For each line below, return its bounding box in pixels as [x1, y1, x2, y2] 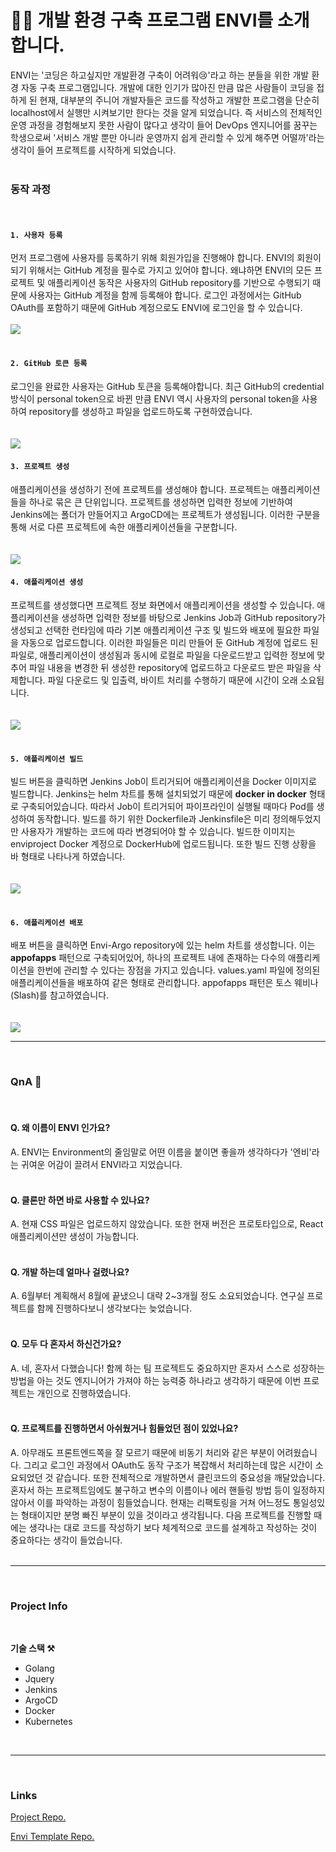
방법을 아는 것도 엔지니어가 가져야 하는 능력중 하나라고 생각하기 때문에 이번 [10, 1374, 302, 1386]
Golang [24, 1662, 55, 1675]
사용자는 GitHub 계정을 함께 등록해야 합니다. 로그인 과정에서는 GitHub [28, 289, 302, 301]
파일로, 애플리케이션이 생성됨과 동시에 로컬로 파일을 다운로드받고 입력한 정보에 [10, 649, 315, 661]
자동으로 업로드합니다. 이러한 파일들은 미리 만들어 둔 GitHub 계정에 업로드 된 [20, 637, 319, 649]
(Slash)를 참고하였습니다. [10, 989, 110, 1001]
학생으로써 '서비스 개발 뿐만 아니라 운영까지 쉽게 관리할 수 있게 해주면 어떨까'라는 [10, 131, 325, 143]
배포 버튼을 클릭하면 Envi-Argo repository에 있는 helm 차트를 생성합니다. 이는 [10, 939, 316, 951]
